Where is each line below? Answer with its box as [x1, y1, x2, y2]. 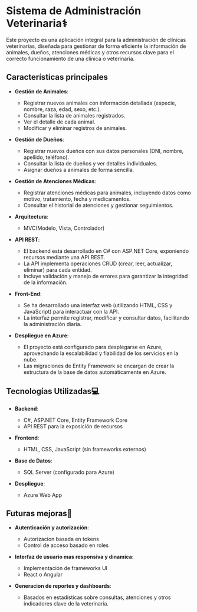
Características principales [6, 72, 108, 82]
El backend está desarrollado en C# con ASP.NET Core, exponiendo [23, 247, 189, 255]
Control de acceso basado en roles [23, 542, 109, 549]
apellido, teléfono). [23, 154, 70, 161]
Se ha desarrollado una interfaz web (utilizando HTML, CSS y [23, 301, 173, 308]
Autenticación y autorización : [14, 524, 90, 531]
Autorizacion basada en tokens [23, 536, 99, 543]
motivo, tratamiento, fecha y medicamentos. [23, 195, 131, 202]
